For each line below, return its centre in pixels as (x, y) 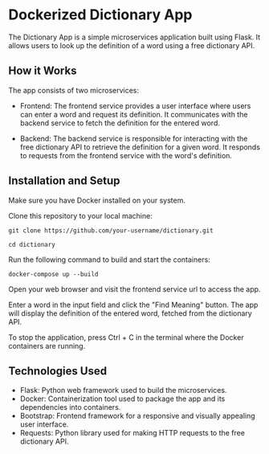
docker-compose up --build (53, 274)
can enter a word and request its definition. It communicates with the (134, 114)
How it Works (43, 71)
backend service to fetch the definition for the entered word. (120, 123)
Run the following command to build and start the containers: (109, 260)
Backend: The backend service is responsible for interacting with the (134, 138)
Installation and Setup (64, 181)
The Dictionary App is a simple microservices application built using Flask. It (134, 37)
